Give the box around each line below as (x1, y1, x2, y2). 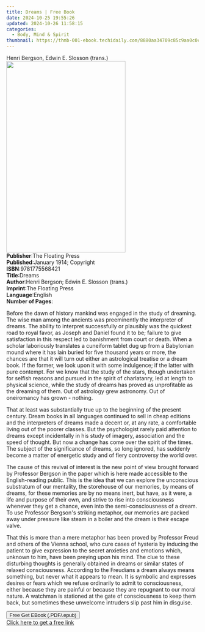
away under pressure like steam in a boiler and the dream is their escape (6, 516, 189, 522)
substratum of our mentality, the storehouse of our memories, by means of (6, 483, 194, 490)
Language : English (6, 292, 52, 298)
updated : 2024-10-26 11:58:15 (6, 20, 84, 26)
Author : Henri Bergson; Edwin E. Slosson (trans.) (6, 278, 128, 285)
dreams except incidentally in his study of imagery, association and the (6, 432, 185, 439)
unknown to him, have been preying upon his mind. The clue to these (6, 554, 180, 560)
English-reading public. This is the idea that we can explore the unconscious (6, 476, 198, 484)
